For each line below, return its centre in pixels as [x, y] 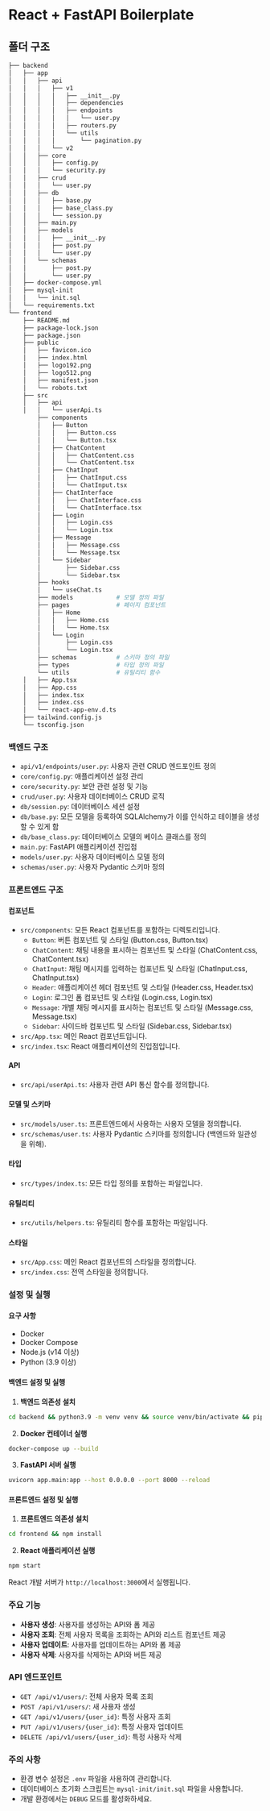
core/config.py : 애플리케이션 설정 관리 [82, 776]
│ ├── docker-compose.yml [55, 283]
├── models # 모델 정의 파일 [101, 598]
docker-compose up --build [53, 1448]
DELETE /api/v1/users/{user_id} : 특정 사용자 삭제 [101, 1736]
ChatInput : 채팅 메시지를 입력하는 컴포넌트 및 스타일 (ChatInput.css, [139, 969]
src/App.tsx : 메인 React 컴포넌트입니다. [83, 1036]
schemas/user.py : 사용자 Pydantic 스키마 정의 [92, 867]
